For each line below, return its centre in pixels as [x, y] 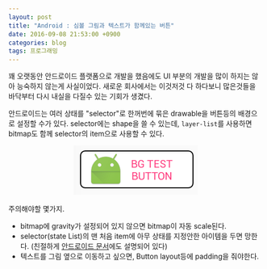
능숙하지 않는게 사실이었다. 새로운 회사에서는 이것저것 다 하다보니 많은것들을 [136, 86]
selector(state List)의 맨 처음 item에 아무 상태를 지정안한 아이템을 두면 [131, 236]
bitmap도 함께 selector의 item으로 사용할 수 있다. [86, 134]
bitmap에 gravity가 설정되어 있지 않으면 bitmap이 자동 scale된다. [123, 226]
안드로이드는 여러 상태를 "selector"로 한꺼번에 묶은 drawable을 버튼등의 [122, 114]
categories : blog [38, 43]
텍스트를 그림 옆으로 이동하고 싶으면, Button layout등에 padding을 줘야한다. [140, 256]
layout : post [30, 17]
